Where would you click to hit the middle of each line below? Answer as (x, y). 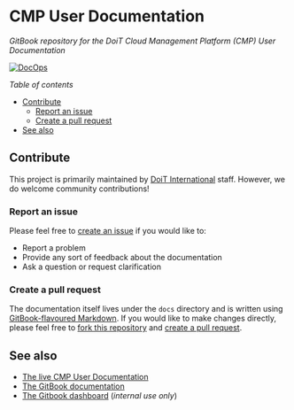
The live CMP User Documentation (85, 377)
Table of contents (41, 84)
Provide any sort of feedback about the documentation (122, 258)
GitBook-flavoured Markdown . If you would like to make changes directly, (143, 318)
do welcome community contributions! (79, 189)
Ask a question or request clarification (92, 267)
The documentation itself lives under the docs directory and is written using (146, 309)
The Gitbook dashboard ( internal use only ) (100, 396)
